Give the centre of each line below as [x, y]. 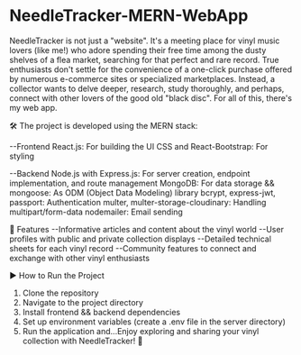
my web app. [33, 107]
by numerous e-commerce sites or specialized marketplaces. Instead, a [142, 78]
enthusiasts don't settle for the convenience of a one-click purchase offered [151, 69]
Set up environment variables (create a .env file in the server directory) [154, 322]
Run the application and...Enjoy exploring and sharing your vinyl [141, 331]
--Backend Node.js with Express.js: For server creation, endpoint [130, 173]
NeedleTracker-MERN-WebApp [129, 16]
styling [22, 156]
